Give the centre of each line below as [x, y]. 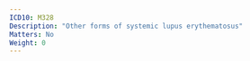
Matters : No [31, 34]
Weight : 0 [28, 43]
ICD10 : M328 [31, 17]
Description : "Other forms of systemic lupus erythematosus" [126, 26]
